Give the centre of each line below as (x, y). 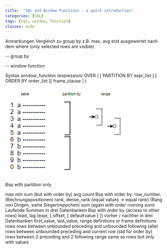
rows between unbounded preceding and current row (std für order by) (79, 231)
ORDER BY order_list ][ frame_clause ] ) (46, 81)
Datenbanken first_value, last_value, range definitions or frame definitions (81, 221)
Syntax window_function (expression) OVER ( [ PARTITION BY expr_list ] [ (81, 75)
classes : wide (20, 26)
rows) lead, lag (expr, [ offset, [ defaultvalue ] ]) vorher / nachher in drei (79, 215)
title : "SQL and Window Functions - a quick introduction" (69, 10)
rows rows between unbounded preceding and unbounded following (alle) (82, 226)
